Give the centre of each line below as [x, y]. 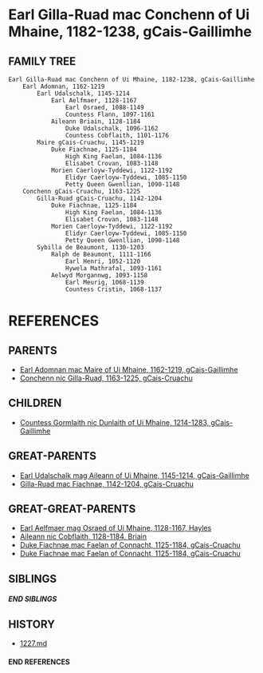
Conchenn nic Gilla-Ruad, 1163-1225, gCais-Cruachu [106, 378]
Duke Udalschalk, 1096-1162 [112, 129]
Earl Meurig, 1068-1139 [105, 282]
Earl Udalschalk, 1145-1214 [83, 94]
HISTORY [32, 624]
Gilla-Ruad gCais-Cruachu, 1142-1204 [99, 198]
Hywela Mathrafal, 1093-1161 [113, 269]
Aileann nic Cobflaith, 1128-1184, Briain [83, 536]
